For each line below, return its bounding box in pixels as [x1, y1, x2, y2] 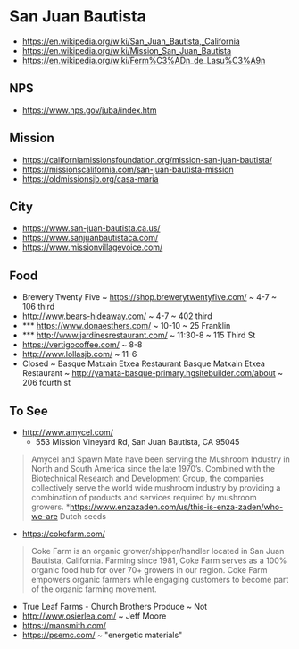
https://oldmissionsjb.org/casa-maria [21, 173, 159, 184]
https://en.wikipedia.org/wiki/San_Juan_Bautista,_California [21, 36, 241, 47]
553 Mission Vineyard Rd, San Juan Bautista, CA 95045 [35, 437, 240, 447]
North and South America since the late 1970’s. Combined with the [30, 464, 275, 474]
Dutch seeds [59, 511, 107, 521]
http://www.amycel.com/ [21, 427, 114, 438]
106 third [21, 302, 55, 312]
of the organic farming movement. [30, 584, 157, 594]
